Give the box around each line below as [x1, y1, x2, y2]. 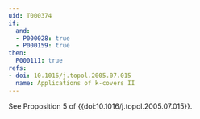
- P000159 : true [15, 42, 70, 50]
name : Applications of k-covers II [15, 79, 135, 87]
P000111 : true [15, 57, 63, 65]
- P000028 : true [15, 34, 70, 43]
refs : [8, 64, 27, 72]
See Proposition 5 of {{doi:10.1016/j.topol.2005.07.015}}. [8, 101, 193, 111]
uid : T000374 [8, 11, 52, 20]
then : [8, 49, 27, 57]
